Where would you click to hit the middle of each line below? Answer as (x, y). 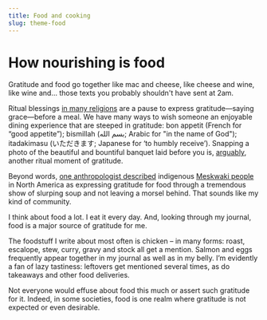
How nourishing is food (87, 63)
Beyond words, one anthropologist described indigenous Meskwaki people (131, 176)
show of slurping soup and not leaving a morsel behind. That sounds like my (133, 193)
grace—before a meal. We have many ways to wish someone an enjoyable (130, 117)
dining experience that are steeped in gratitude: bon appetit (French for (125, 125)
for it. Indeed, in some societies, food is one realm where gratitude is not (127, 299)
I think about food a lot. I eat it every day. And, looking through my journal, (130, 217)
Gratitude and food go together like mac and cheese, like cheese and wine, (132, 85)
